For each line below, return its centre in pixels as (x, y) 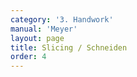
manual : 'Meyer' (44, 29)
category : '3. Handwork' (62, 19)
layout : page (37, 38)
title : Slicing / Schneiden (69, 47)
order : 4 (28, 57)
